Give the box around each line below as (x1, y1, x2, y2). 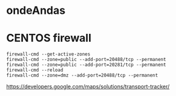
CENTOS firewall (6, 31, 92, 45)
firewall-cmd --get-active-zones (6, 51, 91, 57)
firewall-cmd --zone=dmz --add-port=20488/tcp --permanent (6, 72, 158, 78)
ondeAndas (6, 4, 65, 18)
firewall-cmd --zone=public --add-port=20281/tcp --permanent (6, 62, 166, 68)
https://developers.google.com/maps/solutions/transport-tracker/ (6, 83, 170, 91)
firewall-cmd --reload (6, 67, 64, 73)
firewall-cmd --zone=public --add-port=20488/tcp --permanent (6, 57, 166, 63)
